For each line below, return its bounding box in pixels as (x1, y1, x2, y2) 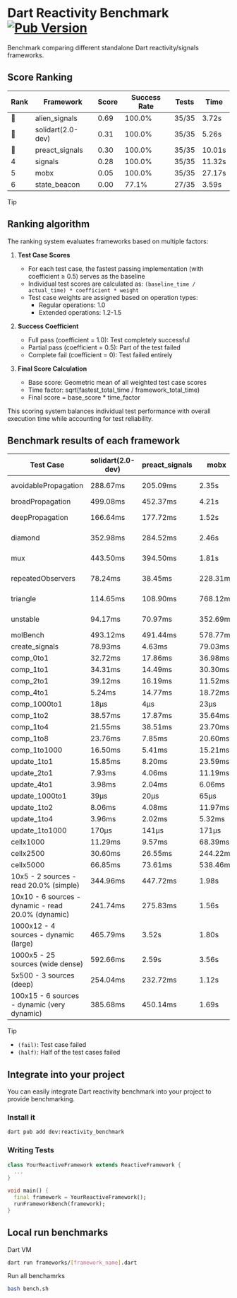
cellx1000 (11, 837, 45, 847)
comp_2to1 (11, 676, 49, 686)
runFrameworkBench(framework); (13, 1200, 106, 1207)
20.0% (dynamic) (11, 910, 70, 920)
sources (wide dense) (11, 959, 83, 969)
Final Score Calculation (17, 364, 87, 373)
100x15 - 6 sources (11, 991, 80, 1001)
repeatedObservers (11, 574, 76, 584)
